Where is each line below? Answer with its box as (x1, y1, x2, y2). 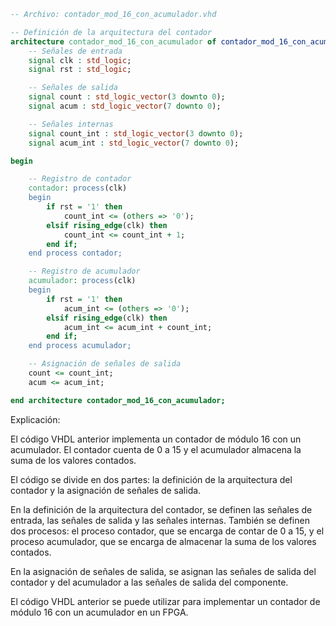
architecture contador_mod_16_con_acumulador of (10, 36, 217, 47)
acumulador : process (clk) (28, 276, 137, 286)
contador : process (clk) (28, 183, 128, 194)
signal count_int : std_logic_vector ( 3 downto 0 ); (28, 128, 244, 139)
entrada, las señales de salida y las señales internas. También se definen (10, 514, 310, 526)
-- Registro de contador (28, 174, 132, 184)
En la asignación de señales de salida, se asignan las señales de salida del (10, 565, 317, 577)
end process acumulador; (28, 341, 132, 351)
